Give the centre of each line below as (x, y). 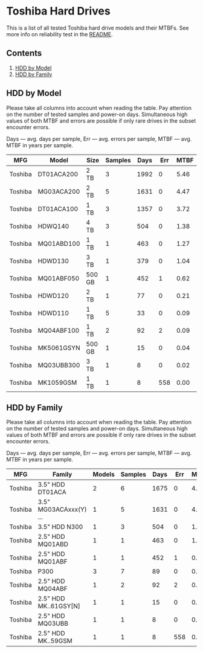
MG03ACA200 (59, 191)
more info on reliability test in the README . (60, 34)
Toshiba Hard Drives (58, 11)
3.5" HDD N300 (60, 527)
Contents (24, 53)
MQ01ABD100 (59, 243)
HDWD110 (53, 313)
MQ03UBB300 (59, 365)
